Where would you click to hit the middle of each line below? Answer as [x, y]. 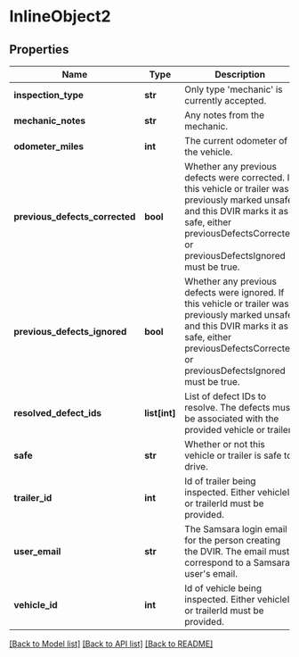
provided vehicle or [225, 430]
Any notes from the [225, 115]
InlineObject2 [60, 17]
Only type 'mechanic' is [234, 89]
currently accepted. [226, 100]
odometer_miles [49, 146]
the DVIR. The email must [237, 551]
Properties [39, 50]
